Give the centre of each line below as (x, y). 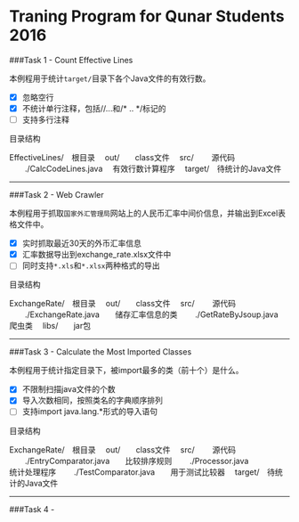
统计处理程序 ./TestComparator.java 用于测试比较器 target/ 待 (142, 472)
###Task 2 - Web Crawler (57, 195)
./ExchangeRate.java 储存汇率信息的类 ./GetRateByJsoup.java (151, 314)
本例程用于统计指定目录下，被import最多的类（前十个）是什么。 (126, 371)
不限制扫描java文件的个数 (69, 389)
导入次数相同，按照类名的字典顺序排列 (92, 400)
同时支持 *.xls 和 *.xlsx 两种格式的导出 (91, 265)
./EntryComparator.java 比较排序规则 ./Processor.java (137, 461)
